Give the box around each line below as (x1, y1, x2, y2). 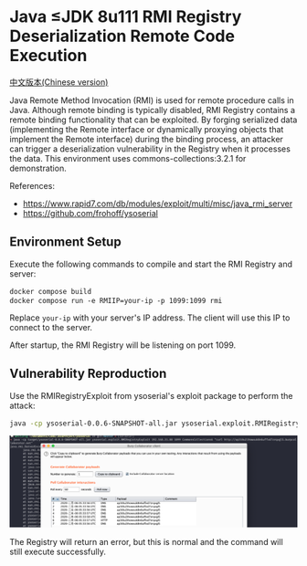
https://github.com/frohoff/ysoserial (22, 207, 158, 218)
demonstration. (9, 162, 67, 173)
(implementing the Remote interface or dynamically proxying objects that (9, 123, 284, 134)
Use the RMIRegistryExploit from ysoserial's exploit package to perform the (9, 390, 293, 401)
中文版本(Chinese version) (9, 76, 109, 88)
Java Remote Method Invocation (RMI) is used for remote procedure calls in (9, 94, 294, 106)
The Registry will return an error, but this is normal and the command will (9, 537, 283, 548)
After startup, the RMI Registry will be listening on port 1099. (9, 340, 237, 351)
